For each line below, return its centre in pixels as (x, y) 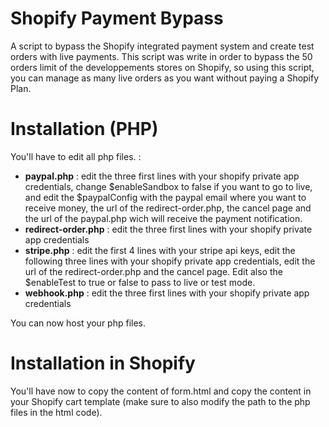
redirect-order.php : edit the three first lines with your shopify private (168, 229)
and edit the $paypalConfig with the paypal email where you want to (165, 197)
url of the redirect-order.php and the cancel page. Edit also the (153, 271)
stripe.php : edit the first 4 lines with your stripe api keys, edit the (160, 250)
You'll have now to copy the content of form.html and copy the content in (161, 391)
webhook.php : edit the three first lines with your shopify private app (167, 293)
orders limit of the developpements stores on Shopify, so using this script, (162, 67)
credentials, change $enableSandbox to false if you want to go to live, (168, 186)
